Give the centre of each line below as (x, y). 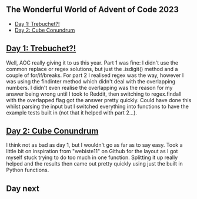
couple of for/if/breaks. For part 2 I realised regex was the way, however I (95, 75)
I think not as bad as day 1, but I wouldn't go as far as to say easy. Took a (95, 145)
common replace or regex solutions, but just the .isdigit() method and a (92, 69)
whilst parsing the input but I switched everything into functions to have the (98, 106)
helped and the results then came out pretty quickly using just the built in (95, 164)
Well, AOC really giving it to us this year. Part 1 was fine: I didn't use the (92, 63)
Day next (23, 188)
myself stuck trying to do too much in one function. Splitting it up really (92, 157)
